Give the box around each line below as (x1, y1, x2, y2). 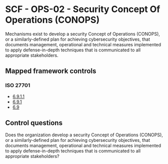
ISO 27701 (5, 82, 31, 89)
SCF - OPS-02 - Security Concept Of (5, 4, 160, 15)
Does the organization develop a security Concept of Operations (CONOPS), (5, 132, 163, 138)
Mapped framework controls (5, 67, 97, 75)
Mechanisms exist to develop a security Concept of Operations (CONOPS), (5, 31, 160, 37)
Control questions (5, 119, 63, 127)
